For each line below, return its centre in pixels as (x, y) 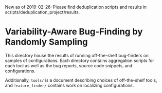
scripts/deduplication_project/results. (43, 12)
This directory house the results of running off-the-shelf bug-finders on (77, 55)
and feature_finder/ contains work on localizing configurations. (70, 85)
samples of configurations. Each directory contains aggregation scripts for (80, 61)
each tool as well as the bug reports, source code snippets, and (69, 65)
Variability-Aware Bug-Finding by (74, 32)
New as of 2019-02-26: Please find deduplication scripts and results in (76, 7)
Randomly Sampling (46, 42)
